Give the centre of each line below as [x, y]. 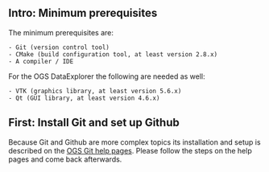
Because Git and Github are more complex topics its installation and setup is [134, 142]
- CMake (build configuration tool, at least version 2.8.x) [113, 54]
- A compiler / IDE [41, 61]
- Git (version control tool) [59, 47]
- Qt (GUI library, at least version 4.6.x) [84, 98]
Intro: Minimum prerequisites [83, 13]
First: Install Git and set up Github [94, 123]
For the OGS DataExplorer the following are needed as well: [107, 76]
